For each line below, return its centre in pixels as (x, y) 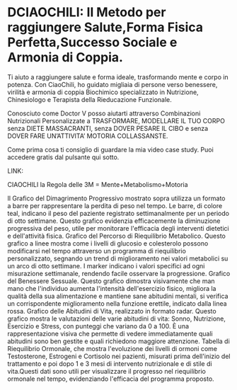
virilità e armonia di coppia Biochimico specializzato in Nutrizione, (103, 92)
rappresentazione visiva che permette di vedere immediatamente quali (110, 333)
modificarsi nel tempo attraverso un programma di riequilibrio (97, 251)
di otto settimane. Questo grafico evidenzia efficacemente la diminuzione (114, 221)
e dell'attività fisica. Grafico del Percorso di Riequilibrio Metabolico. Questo (117, 236)
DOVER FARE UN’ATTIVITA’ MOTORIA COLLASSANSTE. (88, 136)
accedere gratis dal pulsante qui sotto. (63, 157)
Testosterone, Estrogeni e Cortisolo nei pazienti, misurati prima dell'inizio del (119, 356)
